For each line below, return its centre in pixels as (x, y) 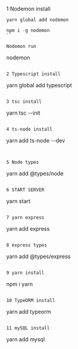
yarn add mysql (26, 339)
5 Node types (23, 162)
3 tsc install (24, 102)
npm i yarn (20, 284)
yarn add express (28, 229)
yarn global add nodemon (37, 20)
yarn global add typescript (39, 85)
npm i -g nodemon (28, 30)
